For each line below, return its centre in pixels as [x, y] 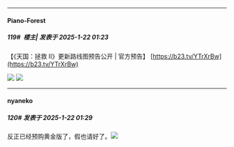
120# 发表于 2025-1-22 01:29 [50, 117]
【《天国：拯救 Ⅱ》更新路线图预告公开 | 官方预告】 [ [80, 56]
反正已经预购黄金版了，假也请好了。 [59, 137]
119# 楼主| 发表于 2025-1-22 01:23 [58, 37]
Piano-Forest [26, 20]
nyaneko [20, 101]
